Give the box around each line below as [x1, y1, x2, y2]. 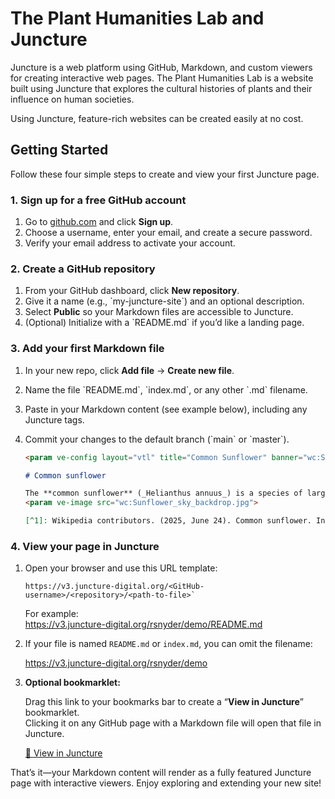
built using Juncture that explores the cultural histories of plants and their [10, 82, 313, 94]
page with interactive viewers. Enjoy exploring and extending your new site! [10, 777, 322, 789]
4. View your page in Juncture [10, 539, 160, 553]
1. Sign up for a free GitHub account [10, 193, 187, 207]
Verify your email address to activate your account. [24, 237, 236, 249]
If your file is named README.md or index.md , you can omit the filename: [24, 638, 313, 650]
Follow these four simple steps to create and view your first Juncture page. [10, 168, 320, 180]
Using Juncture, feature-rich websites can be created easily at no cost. [10, 112, 304, 124]
